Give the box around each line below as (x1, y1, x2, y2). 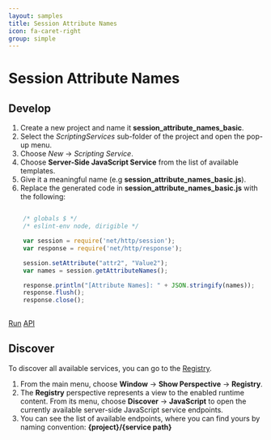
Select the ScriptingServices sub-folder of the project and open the (19, 131, 245, 142)
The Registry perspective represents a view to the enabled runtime (19, 387, 245, 397)
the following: (19, 192, 66, 202)
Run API (8, 318, 35, 328)
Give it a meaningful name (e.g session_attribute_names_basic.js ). (19, 175, 247, 185)
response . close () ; (23, 297, 85, 305)
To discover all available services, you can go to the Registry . (8, 363, 212, 373)
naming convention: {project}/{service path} (19, 422, 172, 432)
